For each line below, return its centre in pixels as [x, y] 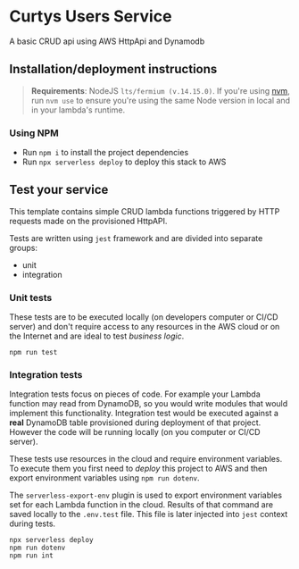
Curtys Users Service [91, 17]
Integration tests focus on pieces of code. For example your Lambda [135, 394]
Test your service [59, 190]
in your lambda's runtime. [78, 110]
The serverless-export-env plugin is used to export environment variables [146, 495]
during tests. [33, 523]
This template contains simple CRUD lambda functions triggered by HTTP [145, 211]
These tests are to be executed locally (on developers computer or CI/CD [144, 317]
